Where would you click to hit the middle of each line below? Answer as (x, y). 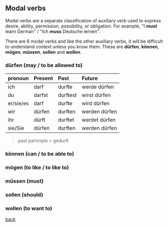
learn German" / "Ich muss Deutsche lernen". (53, 31)
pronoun (18, 78)
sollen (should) (24, 194)
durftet (66, 120)
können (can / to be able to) (40, 154)
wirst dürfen (96, 95)
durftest (68, 95)
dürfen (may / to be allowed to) (44, 65)
